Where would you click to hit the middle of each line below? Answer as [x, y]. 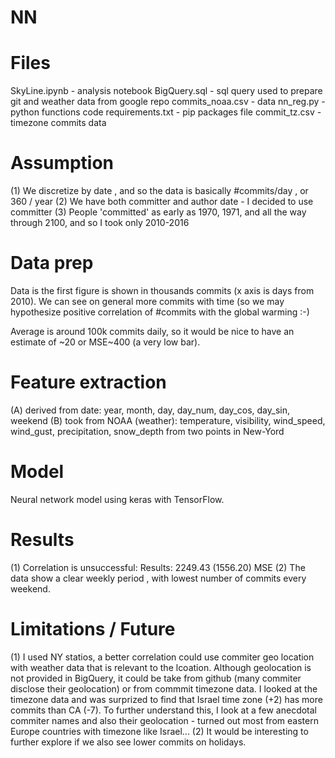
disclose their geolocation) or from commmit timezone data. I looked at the [164, 688]
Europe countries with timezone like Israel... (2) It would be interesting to [159, 731]
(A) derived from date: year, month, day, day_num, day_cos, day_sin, [150, 410]
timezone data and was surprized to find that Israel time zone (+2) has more [166, 699]
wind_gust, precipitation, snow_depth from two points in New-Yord [147, 431]
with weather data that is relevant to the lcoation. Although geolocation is [161, 667]
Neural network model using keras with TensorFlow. [117, 499]
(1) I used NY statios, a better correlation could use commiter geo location [162, 657]
